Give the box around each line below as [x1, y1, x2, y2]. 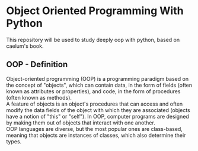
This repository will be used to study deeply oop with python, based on [6, 36, 180, 43]
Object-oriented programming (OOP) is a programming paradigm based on [6, 75, 189, 82]
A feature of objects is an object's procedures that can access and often [6, 100, 183, 107]
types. [6, 137, 22, 145]
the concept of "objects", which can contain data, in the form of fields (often [6, 81, 193, 88]
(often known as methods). [6, 94, 72, 101]
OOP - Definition [6, 60, 68, 70]
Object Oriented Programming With [6, 4, 184, 18]
